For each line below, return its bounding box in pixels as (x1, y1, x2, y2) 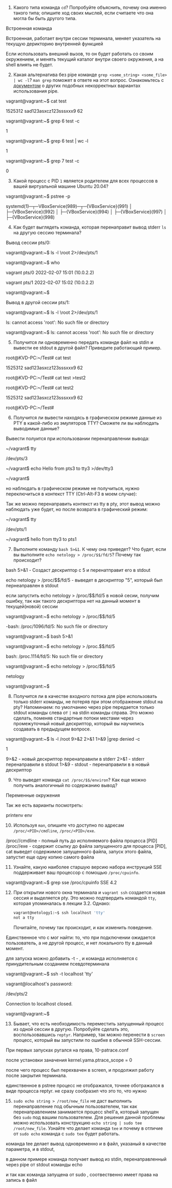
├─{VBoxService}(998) (6, 214, 55, 220)
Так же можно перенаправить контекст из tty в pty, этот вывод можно (6, 501, 160, 506)
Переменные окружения (6, 792, 60, 798)
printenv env (6, 812, 33, 818)
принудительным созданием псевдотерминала (6, 960, 110, 967)
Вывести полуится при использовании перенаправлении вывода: (6, 435, 150, 442)
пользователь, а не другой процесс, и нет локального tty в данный (6, 939, 153, 946)
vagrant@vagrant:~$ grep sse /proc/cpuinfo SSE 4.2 (6, 880, 117, 885)
